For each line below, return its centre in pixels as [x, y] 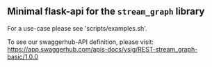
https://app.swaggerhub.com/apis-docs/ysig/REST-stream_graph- [103, 49]
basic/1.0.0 [23, 57]
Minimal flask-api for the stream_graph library [106, 12]
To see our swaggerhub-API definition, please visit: [81, 42]
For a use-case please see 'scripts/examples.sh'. [77, 28]
